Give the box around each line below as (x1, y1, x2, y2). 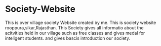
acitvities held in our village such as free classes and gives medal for (5, 30, 145, 36)
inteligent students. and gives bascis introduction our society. (5, 35, 130, 41)
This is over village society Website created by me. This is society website (5, 20, 157, 25)
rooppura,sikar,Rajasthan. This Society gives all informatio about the (5, 24, 144, 30)
